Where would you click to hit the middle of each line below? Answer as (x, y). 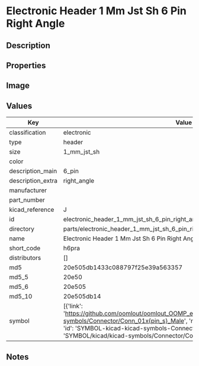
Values (19, 106)
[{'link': (73, 306)
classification (28, 133)
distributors (25, 258)
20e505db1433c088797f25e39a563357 (123, 268)
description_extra (33, 181)
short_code (25, 249)
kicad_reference (32, 210)
